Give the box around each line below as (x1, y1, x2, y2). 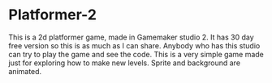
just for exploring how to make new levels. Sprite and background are (8, 58, 241, 68)
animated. (8, 66, 42, 76)
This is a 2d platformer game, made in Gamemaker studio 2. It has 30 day (8, 32, 254, 42)
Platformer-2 (8, 6, 97, 24)
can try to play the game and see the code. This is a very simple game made (8, 49, 264, 59)
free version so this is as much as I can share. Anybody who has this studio (8, 40, 261, 50)
